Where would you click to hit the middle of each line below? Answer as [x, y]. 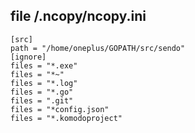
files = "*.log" [44, 83]
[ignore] [28, 57]
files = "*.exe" [44, 65]
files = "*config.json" [60, 109]
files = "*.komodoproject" [66, 118]
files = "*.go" [42, 92]
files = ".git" [42, 100]
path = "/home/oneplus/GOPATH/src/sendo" [98, 48]
